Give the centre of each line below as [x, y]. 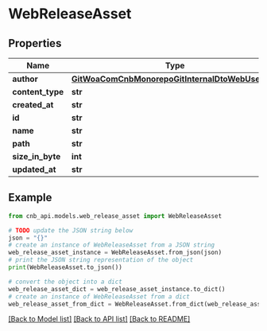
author [25, 79]
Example [30, 198]
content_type [38, 92]
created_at [33, 105]
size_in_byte [37, 156]
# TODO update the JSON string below [71, 230]
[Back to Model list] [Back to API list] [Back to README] [99, 319]
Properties [35, 43]
